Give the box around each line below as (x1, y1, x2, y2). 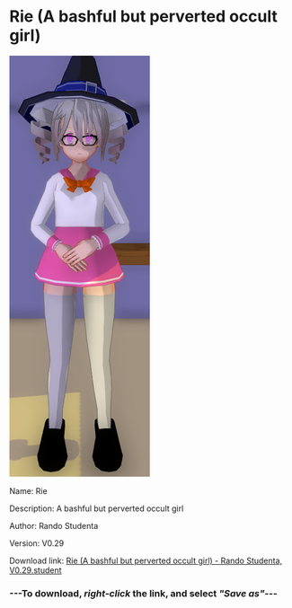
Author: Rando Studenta (9, 520, 99, 531)
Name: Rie (9, 485, 48, 496)
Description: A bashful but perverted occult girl (9, 503, 184, 514)
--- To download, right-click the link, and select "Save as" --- (9, 586, 279, 599)
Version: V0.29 (9, 537, 65, 549)
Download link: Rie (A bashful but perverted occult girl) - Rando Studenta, (9, 555, 283, 566)
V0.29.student (9, 564, 62, 576)
